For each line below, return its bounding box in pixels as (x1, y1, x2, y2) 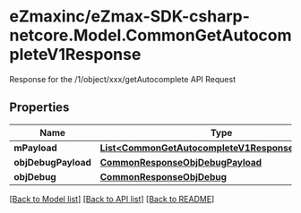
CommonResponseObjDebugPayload (99, 156, 262, 168)
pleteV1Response (9, 45, 142, 64)
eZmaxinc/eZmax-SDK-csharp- (9, 6, 251, 27)
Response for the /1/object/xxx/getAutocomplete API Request (9, 73, 236, 84)
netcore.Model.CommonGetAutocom (9, 25, 293, 46)
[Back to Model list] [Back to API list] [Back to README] (9, 193, 215, 204)
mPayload (13, 141, 58, 154)
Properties (9, 100, 70, 115)
